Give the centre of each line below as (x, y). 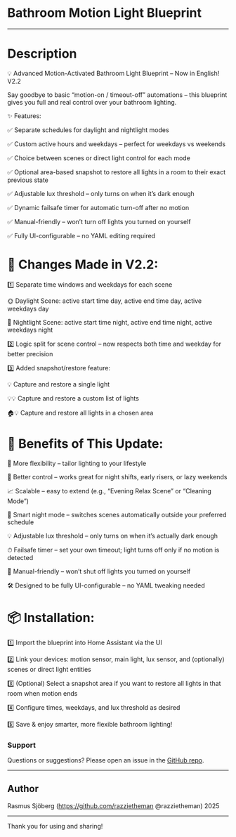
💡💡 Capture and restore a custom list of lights (73, 398)
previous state (28, 180)
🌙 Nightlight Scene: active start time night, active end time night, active (110, 322)
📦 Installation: (51, 617)
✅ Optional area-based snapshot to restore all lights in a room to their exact (117, 172)
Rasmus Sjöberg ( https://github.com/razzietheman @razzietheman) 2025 (113, 805)
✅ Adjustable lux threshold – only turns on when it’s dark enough (101, 193)
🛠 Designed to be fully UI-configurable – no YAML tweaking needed (106, 585)
